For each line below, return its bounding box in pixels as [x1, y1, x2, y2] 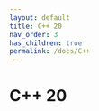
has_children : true [9, 38, 83, 48]
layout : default [9, 13, 70, 23]
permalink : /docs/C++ [9, 47, 91, 56]
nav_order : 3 [9, 30, 58, 39]
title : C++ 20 [9, 22, 63, 31]
